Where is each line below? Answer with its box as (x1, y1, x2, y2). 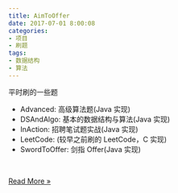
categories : (8, 27, 48, 35)
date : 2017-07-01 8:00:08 (8, 19, 95, 27)
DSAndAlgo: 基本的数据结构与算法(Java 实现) (19, 114, 171, 124)
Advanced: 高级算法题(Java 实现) (19, 104, 131, 113)
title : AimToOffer (8, 11, 70, 20)
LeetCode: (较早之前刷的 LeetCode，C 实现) (19, 134, 168, 144)
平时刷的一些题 (8, 87, 58, 96)
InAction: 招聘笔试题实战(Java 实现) (19, 124, 139, 133)
